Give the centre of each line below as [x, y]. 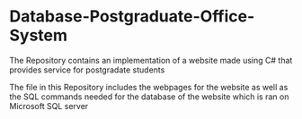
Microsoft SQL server [49, 106]
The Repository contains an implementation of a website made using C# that [151, 60]
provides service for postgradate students [87, 70]
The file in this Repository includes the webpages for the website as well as [149, 87]
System [39, 35]
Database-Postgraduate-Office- [132, 17]
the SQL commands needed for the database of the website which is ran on [149, 97]
